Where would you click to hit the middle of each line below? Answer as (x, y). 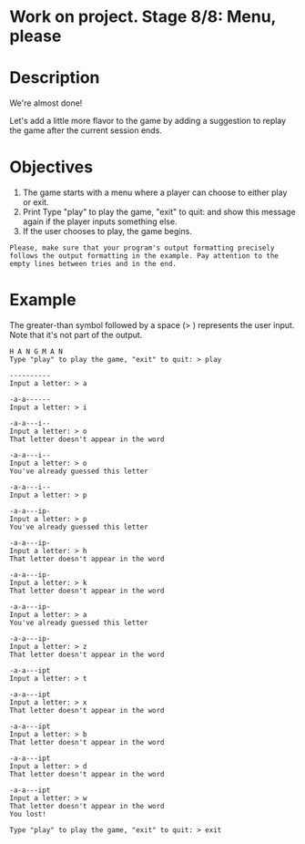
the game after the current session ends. (86, 130)
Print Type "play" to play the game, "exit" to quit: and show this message (159, 212)
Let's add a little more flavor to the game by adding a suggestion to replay (148, 121)
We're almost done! (46, 103)
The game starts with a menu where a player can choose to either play (155, 192)
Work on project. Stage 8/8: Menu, (142, 17)
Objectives (51, 167)
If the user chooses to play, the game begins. (107, 232)
